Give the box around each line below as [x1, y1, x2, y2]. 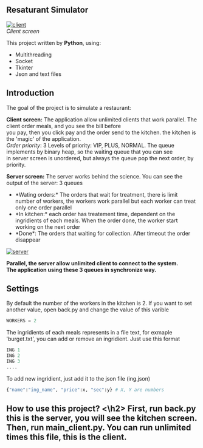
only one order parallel [15, 203, 72, 211]
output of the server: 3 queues [6, 179, 83, 186]
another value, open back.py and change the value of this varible [6, 306, 169, 313]
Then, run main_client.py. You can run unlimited [6, 423, 191, 433]
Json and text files [15, 70, 62, 78]
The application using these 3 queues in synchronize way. [6, 266, 157, 273]
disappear [15, 236, 41, 243]
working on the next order [15, 223, 81, 230]
